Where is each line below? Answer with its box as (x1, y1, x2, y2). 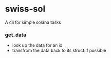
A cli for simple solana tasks (5, 19, 61, 25)
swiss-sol (5, 3, 45, 14)
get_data (5, 31, 27, 38)
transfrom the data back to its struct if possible (12, 47, 106, 54)
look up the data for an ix (12, 43, 62, 48)
